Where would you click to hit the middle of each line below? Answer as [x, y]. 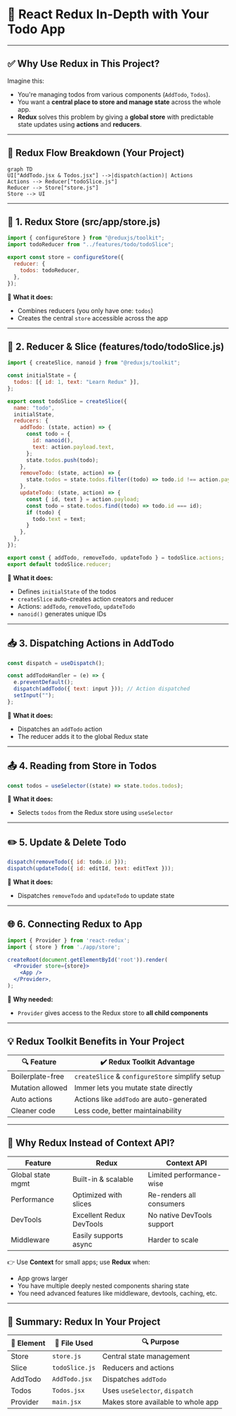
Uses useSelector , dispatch [148, 1391]
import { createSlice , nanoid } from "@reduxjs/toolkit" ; [94, 363]
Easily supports [98, 1235]
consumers [166, 1204]
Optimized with [98, 1195]
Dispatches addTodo [135, 1379]
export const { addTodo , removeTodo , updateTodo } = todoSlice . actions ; [116, 558]
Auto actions [32, 1099]
